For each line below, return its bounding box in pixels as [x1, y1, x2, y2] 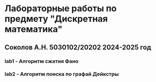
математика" [4, 24, 62, 35]
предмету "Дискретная [4, 13, 108, 24]
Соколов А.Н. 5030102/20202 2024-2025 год [4, 43, 152, 51]
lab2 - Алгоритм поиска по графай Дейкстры [4, 71, 119, 78]
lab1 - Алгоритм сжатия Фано [4, 58, 79, 64]
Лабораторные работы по [4, 3, 117, 14]
